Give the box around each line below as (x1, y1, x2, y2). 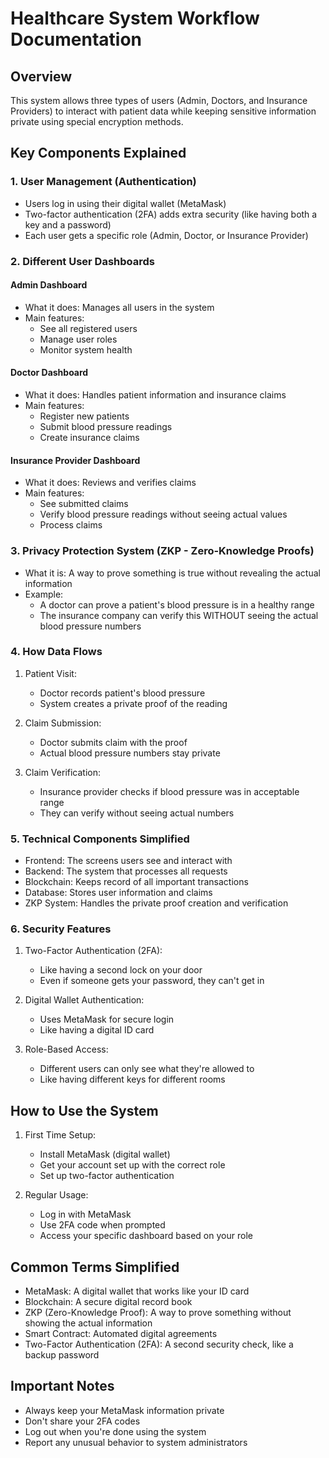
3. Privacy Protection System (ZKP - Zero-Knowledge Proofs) (10, 544, 315, 558)
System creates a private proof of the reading (39, 697, 228, 709)
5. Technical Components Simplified (10, 832, 190, 846)
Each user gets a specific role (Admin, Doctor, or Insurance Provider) (24, 229, 309, 241)
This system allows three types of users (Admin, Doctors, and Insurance (10, 95, 308, 106)
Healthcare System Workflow (10, 7, 260, 30)
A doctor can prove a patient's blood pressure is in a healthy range (39, 598, 315, 611)
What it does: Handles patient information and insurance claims (24, 389, 287, 401)
